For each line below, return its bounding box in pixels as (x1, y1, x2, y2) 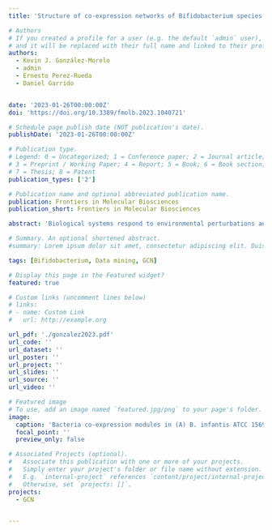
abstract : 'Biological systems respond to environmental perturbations (8, 220, 255, 228)
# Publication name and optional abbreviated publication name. (8, 190, 230, 199)
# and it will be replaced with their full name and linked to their (8, 41, 249, 49)
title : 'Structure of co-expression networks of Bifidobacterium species (8, 11, 263, 20)
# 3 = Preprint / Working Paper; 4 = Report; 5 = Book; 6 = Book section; (8, 160, 266, 169)
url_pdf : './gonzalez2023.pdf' (8, 331, 114, 339)
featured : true (8, 279, 60, 287)
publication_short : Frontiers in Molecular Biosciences (8, 205, 201, 213)
